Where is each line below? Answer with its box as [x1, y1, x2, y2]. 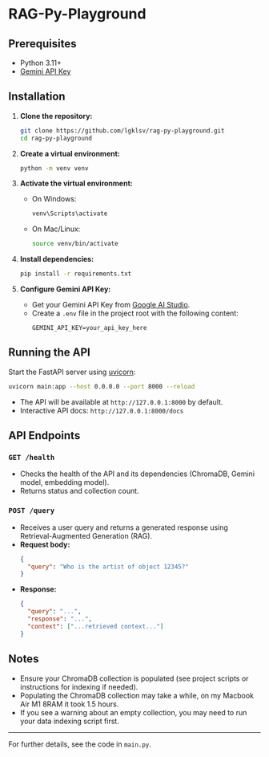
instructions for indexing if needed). [19, 682, 139, 691]
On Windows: [31, 194, 77, 204]
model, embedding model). [19, 478, 110, 487]
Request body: [19, 539, 70, 549]
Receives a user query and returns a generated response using [19, 523, 228, 532]
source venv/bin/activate [31, 240, 118, 248]
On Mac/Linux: [31, 224, 81, 234]
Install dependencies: [19, 254, 94, 264]
